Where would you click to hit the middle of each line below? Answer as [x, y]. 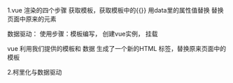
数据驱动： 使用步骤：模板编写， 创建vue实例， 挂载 [83, 34]
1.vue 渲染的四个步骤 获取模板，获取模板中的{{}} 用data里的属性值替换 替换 [115, 10]
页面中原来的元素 [32, 19]
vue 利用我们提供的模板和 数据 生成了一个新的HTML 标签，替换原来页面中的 [117, 48]
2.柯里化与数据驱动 [35, 72]
